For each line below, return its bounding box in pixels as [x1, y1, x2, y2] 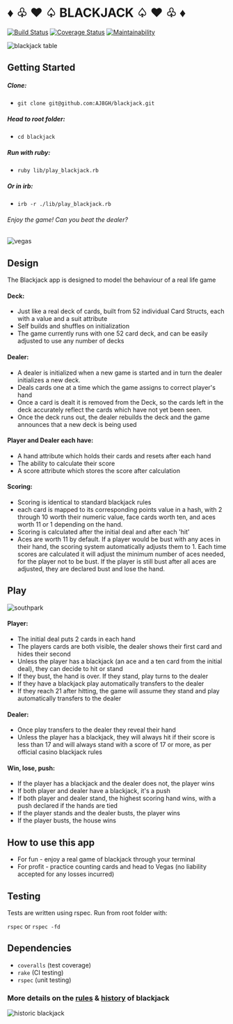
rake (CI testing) [17, 968, 64, 977]
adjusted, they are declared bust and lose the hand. [17, 565, 166, 573]
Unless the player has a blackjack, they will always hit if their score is [17, 733, 216, 741]
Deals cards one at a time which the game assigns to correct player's [17, 383, 216, 391]
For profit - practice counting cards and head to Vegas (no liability [17, 863, 207, 871]
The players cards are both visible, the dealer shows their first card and [17, 642, 223, 651]
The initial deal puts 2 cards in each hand [17, 635, 136, 643]
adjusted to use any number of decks [17, 337, 124, 345]
